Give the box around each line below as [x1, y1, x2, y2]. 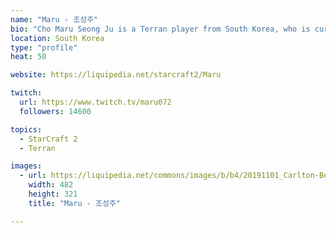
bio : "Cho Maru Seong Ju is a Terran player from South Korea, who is [10, 24, 311, 34]
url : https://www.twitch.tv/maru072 [19, 97, 172, 107]
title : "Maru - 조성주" [28, 198, 122, 208]
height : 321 [28, 189, 78, 199]
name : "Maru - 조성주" [10, 14, 99, 25]
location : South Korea [10, 33, 105, 43]
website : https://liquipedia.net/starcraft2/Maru [10, 70, 222, 80]
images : [10, 161, 43, 171]
